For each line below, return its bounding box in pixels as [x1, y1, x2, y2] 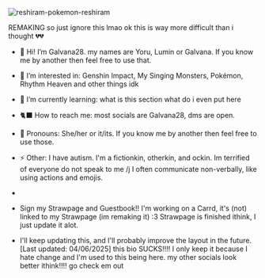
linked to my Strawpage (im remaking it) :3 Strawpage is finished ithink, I [19, 212, 256, 221]
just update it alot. [19, 220, 79, 230]
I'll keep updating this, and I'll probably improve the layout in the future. [19, 236, 252, 245]
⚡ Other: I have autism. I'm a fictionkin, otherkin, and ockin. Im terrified [19, 153, 251, 162]
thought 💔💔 [8, 32, 44, 40]
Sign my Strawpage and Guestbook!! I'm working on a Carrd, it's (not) [19, 204, 248, 213]
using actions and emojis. [19, 173, 104, 182]
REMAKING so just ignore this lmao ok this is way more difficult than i [8, 23, 234, 32]
